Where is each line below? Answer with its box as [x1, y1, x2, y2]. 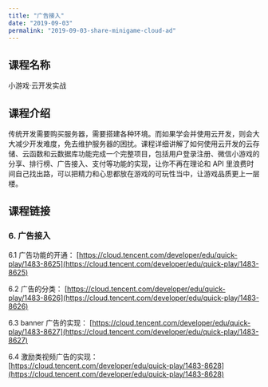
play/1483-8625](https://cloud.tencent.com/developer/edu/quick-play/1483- [8, 259, 259, 268]
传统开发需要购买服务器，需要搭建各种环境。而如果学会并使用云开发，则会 [8, 129, 253, 138]
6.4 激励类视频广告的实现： [8, 352, 98, 361]
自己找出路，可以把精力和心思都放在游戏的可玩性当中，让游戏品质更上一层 [14, 169, 260, 178]
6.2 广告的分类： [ [8, 284, 68, 294]
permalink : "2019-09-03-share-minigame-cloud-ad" [8, 26, 177, 34]
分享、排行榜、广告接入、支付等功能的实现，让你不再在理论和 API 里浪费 [8, 159, 247, 168]
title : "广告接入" [8, 11, 65, 20]
